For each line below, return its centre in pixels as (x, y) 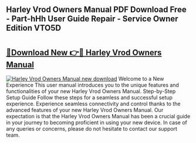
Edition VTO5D (34, 28)
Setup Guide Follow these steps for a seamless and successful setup (89, 97)
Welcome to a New (141, 79)
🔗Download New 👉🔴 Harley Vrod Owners (84, 52)
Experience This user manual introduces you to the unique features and (92, 85)
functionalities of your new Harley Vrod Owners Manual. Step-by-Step (91, 91)
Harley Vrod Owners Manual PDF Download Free (96, 10)
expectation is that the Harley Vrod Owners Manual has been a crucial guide (98, 116)
